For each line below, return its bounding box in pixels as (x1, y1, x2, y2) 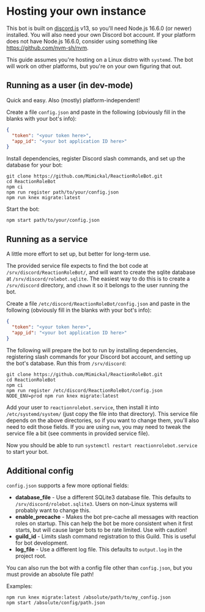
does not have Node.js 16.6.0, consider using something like (6, 37, 158, 45)
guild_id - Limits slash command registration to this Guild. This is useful (15, 533, 196, 540)
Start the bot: (6, 205, 40, 213)
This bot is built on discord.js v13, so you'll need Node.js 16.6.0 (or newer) (6, 25, 192, 32)
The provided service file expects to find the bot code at (6, 262, 149, 270)
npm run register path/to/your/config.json (6, 189, 119, 195)
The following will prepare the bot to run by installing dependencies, (6, 346, 178, 353)
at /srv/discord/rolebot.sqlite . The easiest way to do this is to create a (6, 275, 190, 282)
